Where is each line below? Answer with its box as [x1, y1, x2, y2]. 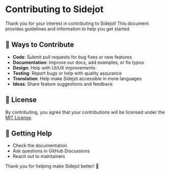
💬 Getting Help [5, 129, 52, 137]
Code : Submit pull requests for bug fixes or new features [12, 54, 132, 60]
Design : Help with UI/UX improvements [12, 64, 96, 71]
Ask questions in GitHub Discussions [12, 148, 90, 154]
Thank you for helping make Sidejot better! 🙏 [5, 163, 99, 169]
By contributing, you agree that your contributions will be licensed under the [5, 109, 165, 115]
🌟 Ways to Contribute [5, 41, 74, 49]
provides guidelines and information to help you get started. [5, 25, 131, 31]
